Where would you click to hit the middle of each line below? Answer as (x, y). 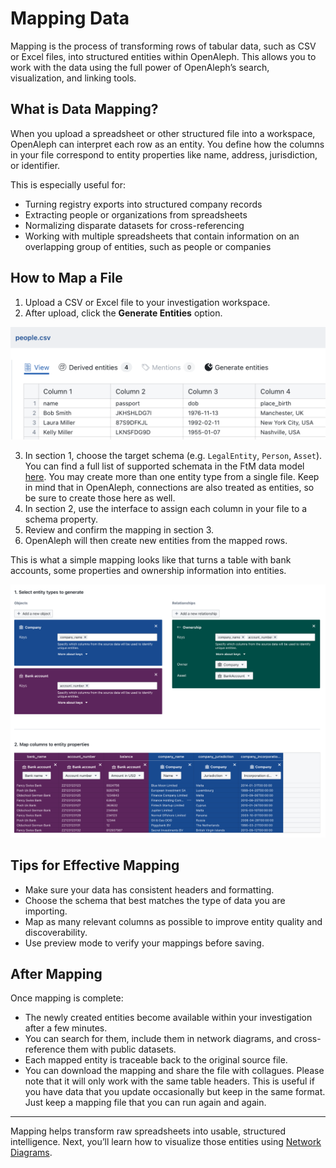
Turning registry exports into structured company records (143, 204)
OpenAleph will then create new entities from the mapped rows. (156, 540)
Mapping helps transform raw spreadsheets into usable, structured (148, 1131)
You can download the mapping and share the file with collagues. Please (174, 1071)
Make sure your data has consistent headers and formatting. (149, 889)
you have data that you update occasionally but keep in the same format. (175, 1092)
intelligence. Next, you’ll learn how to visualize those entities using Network (166, 1142)
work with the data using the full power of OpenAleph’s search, (140, 67)
